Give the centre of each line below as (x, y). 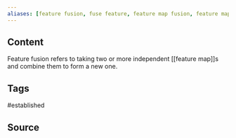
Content (26, 42)
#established (26, 105)
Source (24, 127)
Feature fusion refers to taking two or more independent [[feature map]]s (113, 59)
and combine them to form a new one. (63, 67)
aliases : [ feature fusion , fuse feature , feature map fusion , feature (113, 14)
